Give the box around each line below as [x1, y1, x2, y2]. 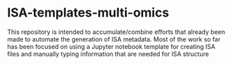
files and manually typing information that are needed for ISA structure [7, 50, 210, 58]
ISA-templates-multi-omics [7, 5, 169, 21]
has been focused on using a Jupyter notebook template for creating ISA [7, 42, 216, 50]
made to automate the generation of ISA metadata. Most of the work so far [7, 35, 221, 43]
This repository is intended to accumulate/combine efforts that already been [7, 28, 226, 36]
